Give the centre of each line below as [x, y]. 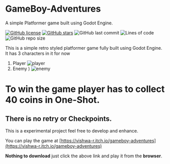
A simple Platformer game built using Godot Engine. [59, 23]
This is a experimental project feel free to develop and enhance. [72, 130]
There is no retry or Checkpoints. [59, 119]
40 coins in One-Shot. [53, 100]
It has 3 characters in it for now [38, 53]
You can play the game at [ [33, 141]
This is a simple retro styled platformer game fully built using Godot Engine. [84, 48]
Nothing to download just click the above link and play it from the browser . [84, 156]
